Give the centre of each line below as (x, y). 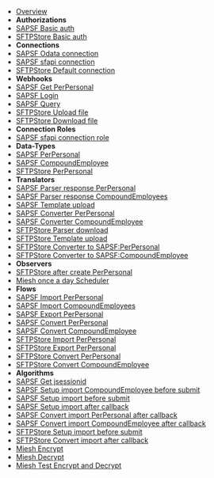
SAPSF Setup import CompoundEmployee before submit (108, 390)
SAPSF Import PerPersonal (59, 297)
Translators (35, 180)
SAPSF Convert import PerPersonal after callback (97, 415)
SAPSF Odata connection (57, 53)
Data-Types (35, 146)
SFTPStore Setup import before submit (79, 432)
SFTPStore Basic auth (51, 36)
